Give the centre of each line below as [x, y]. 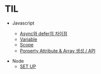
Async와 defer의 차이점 [43, 33]
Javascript [23, 23]
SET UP [28, 66]
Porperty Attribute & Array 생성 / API [57, 51]
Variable [29, 39]
